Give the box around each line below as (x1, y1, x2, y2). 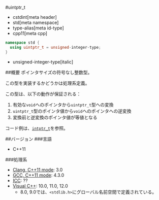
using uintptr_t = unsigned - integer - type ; (10, 45, 101, 50)
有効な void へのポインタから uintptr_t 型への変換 (12, 102, 114, 108)
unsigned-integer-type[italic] (12, 58, 74, 65)
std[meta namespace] (12, 20, 59, 25)
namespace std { (5, 40, 40, 45)
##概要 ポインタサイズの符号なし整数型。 (5, 69, 92, 75)
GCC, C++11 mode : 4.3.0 (12, 172, 65, 178)
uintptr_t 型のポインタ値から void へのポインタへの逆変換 (12, 108, 132, 114)
